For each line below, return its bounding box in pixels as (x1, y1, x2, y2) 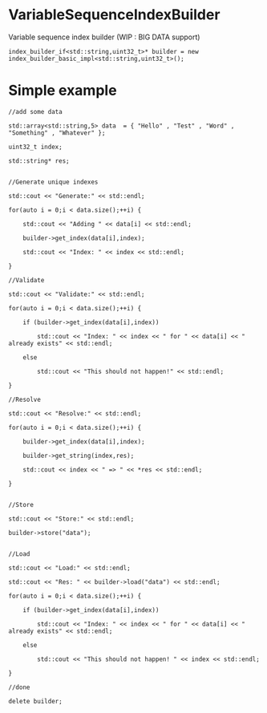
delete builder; (8, 697, 63, 705)
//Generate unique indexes (8, 178, 99, 186)
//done (8, 683, 30, 691)
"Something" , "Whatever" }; (8, 128, 106, 137)
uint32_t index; (8, 143, 63, 151)
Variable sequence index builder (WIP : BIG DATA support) (8, 32, 200, 42)
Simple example (8, 82, 118, 99)
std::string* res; (8, 156, 70, 165)
